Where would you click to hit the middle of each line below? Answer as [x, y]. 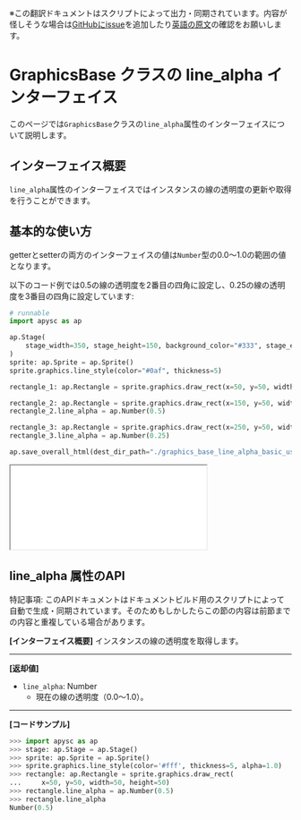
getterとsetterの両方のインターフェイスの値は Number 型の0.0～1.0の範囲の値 [148, 254]
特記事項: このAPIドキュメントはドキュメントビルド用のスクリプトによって [147, 599]
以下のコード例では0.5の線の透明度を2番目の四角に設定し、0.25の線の [140, 285]
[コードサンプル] [40, 724]
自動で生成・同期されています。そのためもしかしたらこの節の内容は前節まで [150, 611]
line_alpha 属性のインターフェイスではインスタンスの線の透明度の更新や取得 [150, 189]
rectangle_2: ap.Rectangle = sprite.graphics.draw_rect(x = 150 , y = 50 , [142, 403]
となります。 [33, 266]
